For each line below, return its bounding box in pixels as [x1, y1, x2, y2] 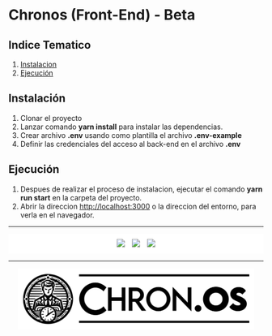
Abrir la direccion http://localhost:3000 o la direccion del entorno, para [19, 201, 257, 211]
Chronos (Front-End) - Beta [8, 6, 196, 24]
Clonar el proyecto [19, 113, 83, 123]
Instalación [8, 92, 66, 106]
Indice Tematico [8, 38, 91, 52]
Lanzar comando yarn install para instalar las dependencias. [19, 122, 223, 131]
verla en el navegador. [19, 209, 95, 220]
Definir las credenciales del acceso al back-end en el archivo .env [19, 139, 241, 149]
